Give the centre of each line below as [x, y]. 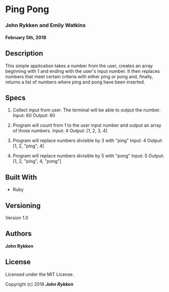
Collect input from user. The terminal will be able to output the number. [87, 110]
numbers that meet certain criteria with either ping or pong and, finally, [79, 76]
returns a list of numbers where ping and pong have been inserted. [75, 82]
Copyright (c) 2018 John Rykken [39, 284]
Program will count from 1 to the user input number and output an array [87, 125]
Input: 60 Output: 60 [34, 115]
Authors [19, 234]
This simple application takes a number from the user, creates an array [79, 66]
